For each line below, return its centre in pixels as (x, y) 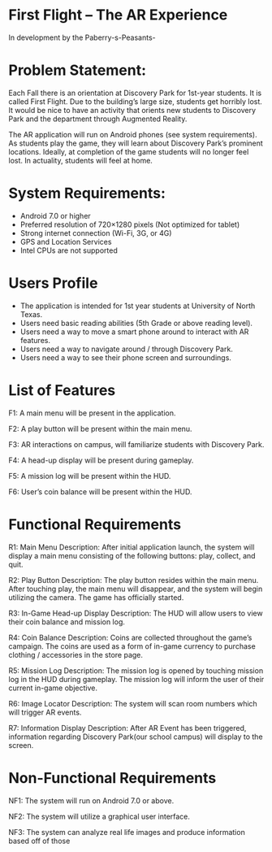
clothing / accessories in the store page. (76, 654)
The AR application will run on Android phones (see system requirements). (133, 134)
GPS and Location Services (66, 241)
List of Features (62, 390)
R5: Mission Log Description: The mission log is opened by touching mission (136, 670)
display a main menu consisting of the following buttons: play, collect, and (132, 555)
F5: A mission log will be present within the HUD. (90, 476)
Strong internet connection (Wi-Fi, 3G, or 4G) (96, 233)
